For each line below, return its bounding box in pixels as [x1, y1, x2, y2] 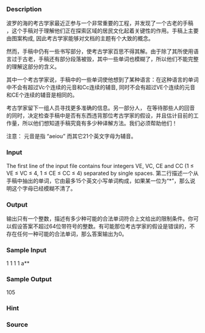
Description [6, 5, 42, 13]
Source [6, 320, 29, 329]
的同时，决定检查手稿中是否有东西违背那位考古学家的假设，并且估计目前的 [6, 112, 193, 119]
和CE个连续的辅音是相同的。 [6, 91, 78, 99]
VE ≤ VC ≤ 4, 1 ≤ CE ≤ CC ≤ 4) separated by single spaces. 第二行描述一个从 [6, 169, 199, 177]
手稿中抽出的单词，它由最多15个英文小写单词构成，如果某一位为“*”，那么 [6, 177, 190, 185]
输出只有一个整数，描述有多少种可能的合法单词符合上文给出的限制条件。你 [6, 214, 193, 222]
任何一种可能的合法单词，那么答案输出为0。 [16, 230, 128, 237]
